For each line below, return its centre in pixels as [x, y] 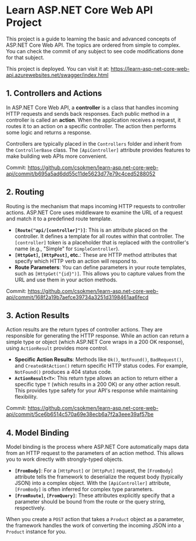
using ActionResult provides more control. [57, 348]
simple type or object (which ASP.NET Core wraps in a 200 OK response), [95, 342]
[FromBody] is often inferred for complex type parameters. [84, 490]
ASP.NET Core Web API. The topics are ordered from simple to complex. [93, 45]
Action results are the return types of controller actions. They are [84, 330]
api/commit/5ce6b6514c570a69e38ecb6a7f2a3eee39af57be [80, 414]
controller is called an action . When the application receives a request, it [94, 120]
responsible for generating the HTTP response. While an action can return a [97, 336]
